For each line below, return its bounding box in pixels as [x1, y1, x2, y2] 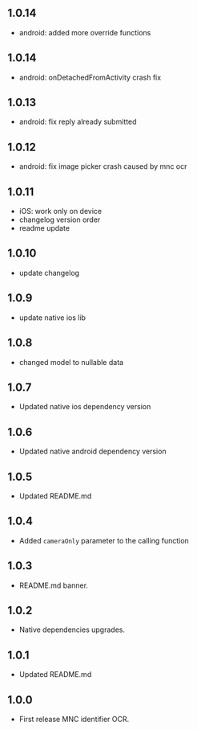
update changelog [18, 268, 80, 277]
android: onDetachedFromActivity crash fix [18, 72, 162, 82]
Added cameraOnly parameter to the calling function [18, 535, 189, 545]
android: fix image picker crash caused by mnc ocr [18, 162, 187, 171]
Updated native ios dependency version [18, 402, 151, 412]
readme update [18, 224, 70, 233]
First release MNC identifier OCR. [18, 715, 130, 724]
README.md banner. [18, 580, 89, 590]
